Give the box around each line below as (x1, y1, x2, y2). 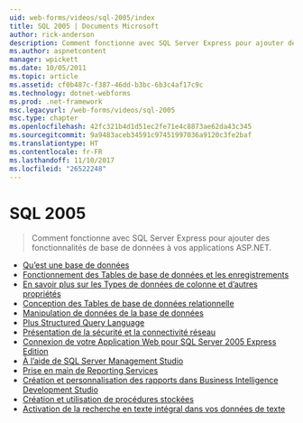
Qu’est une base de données (22, 260, 130, 271)
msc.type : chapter (9, 114, 78, 123)
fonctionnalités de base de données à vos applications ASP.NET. (31, 243, 272, 253)
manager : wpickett (9, 55, 78, 64)
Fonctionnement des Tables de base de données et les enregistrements (22, 270, 289, 280)
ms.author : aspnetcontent (9, 47, 106, 56)
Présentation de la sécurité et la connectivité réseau (22, 326, 216, 338)
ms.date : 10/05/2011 (9, 64, 87, 73)
